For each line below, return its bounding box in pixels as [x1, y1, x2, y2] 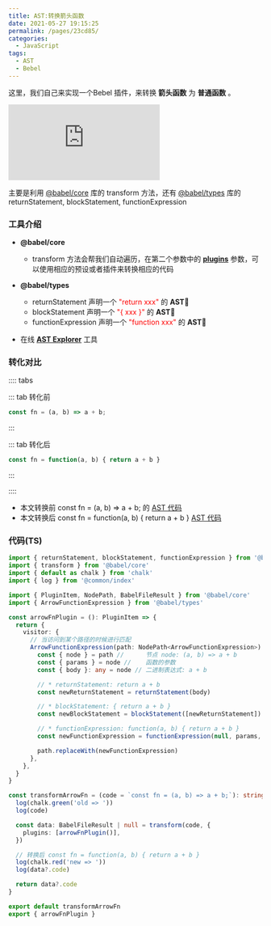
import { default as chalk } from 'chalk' [8, 569, 153, 577]
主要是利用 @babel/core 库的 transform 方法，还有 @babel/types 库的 [8, 188, 241, 197]
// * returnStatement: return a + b [37, 680, 161, 688]
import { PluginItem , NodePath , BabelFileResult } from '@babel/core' [8, 591, 251, 599]
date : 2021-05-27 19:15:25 [8, 19, 99, 27]
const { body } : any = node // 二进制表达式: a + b [37, 666, 207, 674]
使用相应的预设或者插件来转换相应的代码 [39, 264, 174, 274]
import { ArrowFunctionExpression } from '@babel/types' [8, 598, 204, 607]
